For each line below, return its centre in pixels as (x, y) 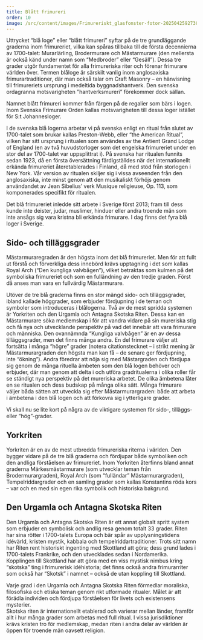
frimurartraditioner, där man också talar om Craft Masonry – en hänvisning (98, 79)
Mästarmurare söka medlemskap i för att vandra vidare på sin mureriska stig (101, 321)
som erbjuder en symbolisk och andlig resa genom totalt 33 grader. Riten (97, 528)
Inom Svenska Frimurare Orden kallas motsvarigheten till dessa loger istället (101, 110)
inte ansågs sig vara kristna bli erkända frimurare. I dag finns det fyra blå (97, 217)
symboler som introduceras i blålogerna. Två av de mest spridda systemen (99, 308)
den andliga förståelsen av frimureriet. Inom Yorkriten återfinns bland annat (100, 462)
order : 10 (19, 18)
